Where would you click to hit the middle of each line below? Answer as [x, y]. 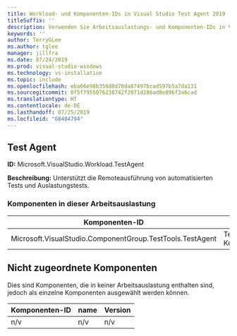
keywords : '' [26, 34]
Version [117, 310]
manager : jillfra [33, 54]
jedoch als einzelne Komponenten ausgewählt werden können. [98, 292]
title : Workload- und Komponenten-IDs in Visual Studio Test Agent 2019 [116, 14]
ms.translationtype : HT [42, 100]
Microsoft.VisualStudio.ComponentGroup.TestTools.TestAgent [114, 239]
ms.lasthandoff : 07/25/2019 [49, 112]
